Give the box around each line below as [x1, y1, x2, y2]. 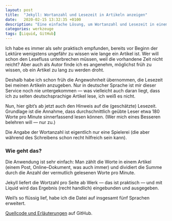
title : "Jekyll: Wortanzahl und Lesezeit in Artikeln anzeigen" [5, 12, 147, 17]
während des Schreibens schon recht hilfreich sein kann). [5, 135, 127, 140]
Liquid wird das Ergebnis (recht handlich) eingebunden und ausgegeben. [5, 185, 159, 191]
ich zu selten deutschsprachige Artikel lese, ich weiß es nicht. [5, 93, 136, 99]
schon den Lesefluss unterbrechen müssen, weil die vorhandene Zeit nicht [5, 56, 163, 62]
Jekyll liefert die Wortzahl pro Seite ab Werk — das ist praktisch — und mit [5, 180, 163, 186]
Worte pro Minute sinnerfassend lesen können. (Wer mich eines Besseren [5, 114, 161, 120]
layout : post [5, 7, 33, 13]
